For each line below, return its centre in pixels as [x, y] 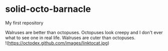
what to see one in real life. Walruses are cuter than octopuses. [70, 38]
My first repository [24, 23]
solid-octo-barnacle [48, 9]
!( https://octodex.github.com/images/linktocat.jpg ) [57, 43]
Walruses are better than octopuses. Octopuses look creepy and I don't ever [84, 32]
